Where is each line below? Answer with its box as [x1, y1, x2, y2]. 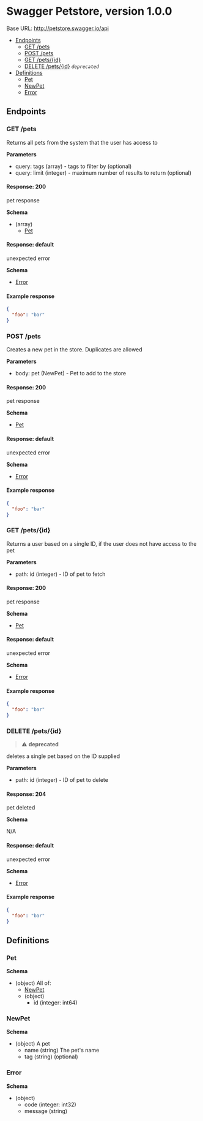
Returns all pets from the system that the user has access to [6, 139, 158, 146]
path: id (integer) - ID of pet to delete [15, 776, 109, 784]
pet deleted [6, 804, 35, 811]
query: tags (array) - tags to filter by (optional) [15, 163, 132, 170]
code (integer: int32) [24, 1101, 76, 1108]
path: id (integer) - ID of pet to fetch [15, 570, 106, 578]
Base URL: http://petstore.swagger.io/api [6, 25, 109, 32]
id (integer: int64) [33, 999, 78, 1006]
